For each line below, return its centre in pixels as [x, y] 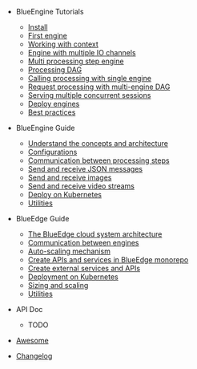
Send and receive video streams [81, 186]
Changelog [34, 356]
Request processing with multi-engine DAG [99, 87]
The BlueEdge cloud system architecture [95, 234]
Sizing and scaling [58, 285]
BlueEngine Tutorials [50, 12]
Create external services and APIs [84, 268]
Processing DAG [55, 70]
